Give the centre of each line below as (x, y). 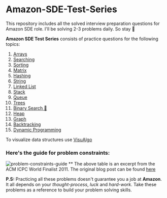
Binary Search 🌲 (30, 108)
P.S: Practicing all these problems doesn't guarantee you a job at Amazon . (84, 179)
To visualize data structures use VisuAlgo (49, 139)
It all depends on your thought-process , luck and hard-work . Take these (81, 185)
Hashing (22, 75)
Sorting (21, 65)
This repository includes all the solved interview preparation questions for (83, 23)
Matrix (20, 70)
